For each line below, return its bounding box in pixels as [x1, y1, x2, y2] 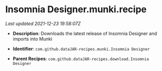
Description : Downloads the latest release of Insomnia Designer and [12, 30, 157, 36]
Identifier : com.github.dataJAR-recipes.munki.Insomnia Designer [12, 45, 150, 52]
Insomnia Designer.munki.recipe [5, 4, 147, 15]
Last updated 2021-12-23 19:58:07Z [5, 20, 81, 27]
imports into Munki [12, 36, 53, 42]
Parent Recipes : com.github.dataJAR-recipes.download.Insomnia [12, 55, 149, 62]
